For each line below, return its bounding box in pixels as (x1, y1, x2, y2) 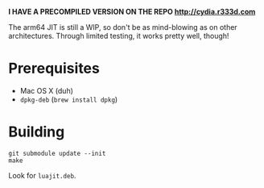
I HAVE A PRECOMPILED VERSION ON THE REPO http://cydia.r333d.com (8, 7, 256, 16)
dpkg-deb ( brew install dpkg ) (19, 94, 118, 104)
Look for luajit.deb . (8, 170, 76, 180)
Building (8, 123, 65, 141)
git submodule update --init (8, 149, 106, 157)
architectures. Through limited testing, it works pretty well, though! (8, 31, 229, 40)
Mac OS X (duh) (19, 86, 74, 95)
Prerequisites (8, 60, 101, 77)
